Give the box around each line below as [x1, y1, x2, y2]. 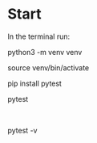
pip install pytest [7, 78, 62, 88]
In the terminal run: [7, 32, 70, 41]
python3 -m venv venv [7, 47, 83, 57]
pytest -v [7, 125, 38, 135]
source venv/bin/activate [7, 62, 90, 73]
